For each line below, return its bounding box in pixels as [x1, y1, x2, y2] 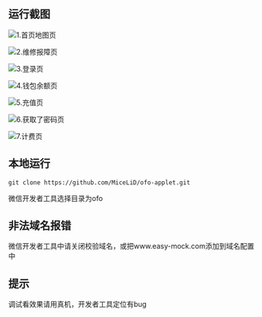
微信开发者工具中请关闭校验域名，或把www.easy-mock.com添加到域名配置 [8, 242, 255, 251]
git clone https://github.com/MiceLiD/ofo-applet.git [8, 178, 191, 187]
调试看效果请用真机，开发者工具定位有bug [8, 300, 147, 309]
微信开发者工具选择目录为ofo [8, 193, 104, 203]
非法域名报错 [8, 219, 72, 233]
